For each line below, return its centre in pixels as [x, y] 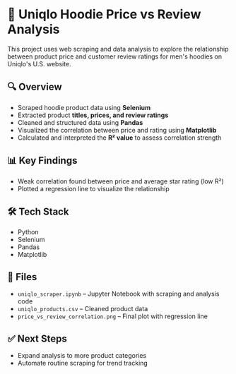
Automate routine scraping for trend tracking [83, 363]
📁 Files [22, 277]
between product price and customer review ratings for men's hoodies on [115, 56]
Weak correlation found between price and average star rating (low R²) [120, 181]
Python [28, 232]
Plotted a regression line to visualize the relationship [93, 188]
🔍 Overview [35, 87]
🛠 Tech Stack [38, 211]
